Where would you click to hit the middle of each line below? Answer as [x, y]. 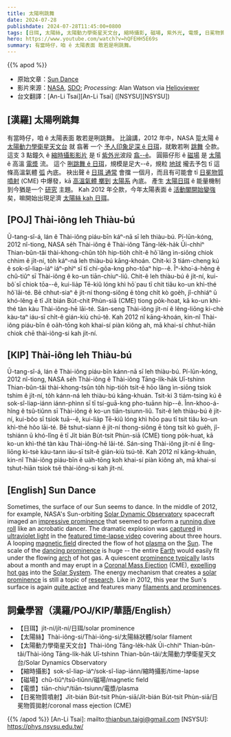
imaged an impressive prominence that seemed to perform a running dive [111, 521]
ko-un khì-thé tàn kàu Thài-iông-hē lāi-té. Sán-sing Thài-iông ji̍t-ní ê [104, 444]
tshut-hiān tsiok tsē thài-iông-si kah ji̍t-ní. [66, 468]
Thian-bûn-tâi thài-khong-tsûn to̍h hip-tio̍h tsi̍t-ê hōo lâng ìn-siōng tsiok [109, 387]
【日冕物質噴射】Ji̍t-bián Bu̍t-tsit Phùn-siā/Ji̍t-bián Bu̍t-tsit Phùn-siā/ [114, 697]
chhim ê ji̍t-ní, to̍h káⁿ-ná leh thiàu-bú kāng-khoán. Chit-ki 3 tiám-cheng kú [113, 260]
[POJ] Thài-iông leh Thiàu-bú [71, 220]
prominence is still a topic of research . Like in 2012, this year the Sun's [107, 580]
